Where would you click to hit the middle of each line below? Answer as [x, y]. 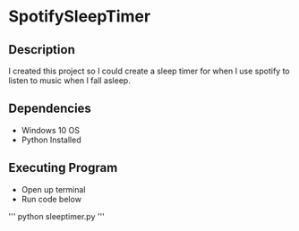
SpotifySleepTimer [80, 17]
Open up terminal [53, 189]
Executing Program [63, 168]
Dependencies [50, 109]
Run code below [51, 199]
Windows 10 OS [50, 130]
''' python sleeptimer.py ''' [56, 216]
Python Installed [51, 140]
